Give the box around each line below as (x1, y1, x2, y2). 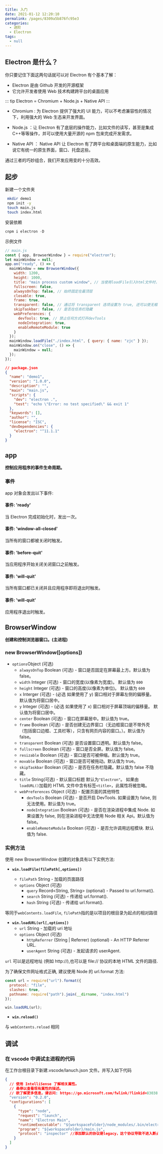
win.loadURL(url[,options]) (12, 921, 69, 925)
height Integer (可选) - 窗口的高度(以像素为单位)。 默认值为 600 (19, 685, 146, 691)
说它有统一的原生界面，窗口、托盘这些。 (12, 147, 93, 153)
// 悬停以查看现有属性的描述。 (9, 1086, 63, 1091)
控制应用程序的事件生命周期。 (5, 465, 65, 471)
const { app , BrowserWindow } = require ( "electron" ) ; (5, 252, 116, 258)
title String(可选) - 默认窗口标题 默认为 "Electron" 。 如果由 (19, 776, 139, 782)
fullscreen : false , (14, 284, 53, 289)
